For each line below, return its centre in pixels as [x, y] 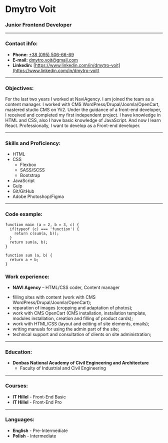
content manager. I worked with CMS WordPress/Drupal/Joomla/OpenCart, [82, 104]
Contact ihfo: [21, 43]
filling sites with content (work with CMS [54, 297]
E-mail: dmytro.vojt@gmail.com [45, 60]
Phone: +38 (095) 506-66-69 [43, 54]
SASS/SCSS [32, 170]
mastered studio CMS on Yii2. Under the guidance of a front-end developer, [83, 110]
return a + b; [24, 259]
